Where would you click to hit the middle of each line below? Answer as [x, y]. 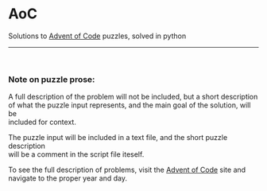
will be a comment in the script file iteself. [76, 154]
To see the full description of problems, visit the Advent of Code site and [127, 170]
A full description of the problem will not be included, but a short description [133, 97]
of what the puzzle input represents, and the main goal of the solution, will [130, 105]
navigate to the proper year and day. [68, 178]
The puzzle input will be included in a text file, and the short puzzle [118, 138]
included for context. [43, 122]
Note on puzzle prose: [52, 79]
